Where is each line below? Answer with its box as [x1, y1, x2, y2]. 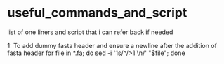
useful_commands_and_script [7, 5, 187, 21]
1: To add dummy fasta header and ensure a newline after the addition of [7, 41, 218, 49]
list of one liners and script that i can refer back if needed [7, 28, 173, 36]
